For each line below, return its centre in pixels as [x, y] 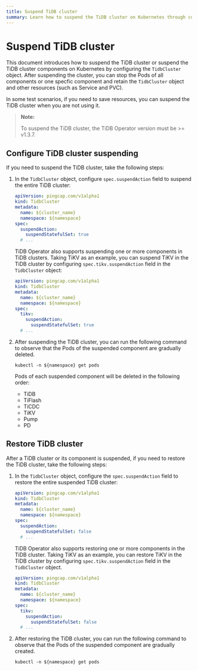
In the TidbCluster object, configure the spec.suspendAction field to [96, 476]
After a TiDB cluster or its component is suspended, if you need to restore [96, 458]
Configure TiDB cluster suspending [72, 153]
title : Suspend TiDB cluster [42, 12]
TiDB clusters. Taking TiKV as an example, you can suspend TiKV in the [101, 258]
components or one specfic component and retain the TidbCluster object [95, 82]
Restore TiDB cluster [45, 444]
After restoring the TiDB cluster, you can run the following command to [100, 638]
